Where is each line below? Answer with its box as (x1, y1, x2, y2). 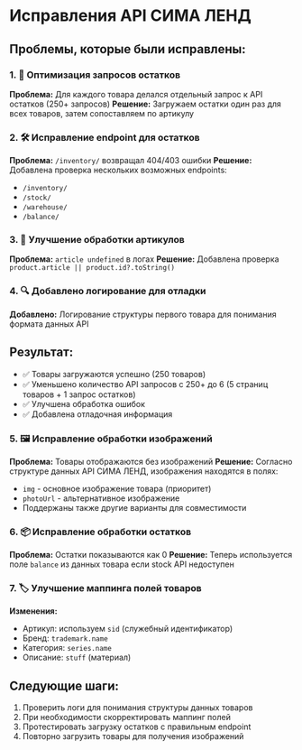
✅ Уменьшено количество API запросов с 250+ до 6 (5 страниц (22, 378, 269, 389)
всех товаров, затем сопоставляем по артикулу (9, 107, 195, 118)
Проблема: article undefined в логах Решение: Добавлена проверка (9, 254, 279, 264)
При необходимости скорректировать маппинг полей (22, 712, 232, 723)
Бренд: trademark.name (22, 633, 108, 644)
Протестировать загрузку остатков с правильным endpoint (22, 721, 252, 732)
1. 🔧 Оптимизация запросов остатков (9, 69, 181, 81)
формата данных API (9, 318, 89, 329)
